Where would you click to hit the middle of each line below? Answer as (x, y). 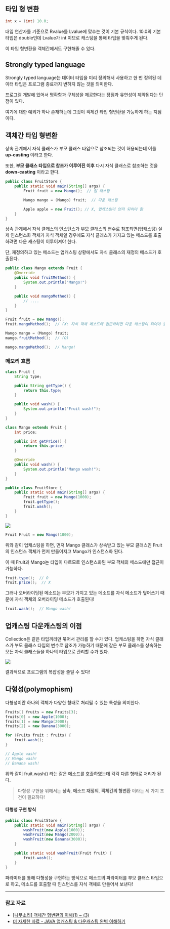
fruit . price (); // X (28, 583)
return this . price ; (44, 446)
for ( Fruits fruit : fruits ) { (38, 735)
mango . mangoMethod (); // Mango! (40, 347)
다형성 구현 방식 (21, 810)
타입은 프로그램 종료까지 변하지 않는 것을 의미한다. (64, 84)
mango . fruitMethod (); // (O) (37, 338)
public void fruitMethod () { (45, 278)
